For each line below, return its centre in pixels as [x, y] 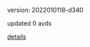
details [17, 37]
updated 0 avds [29, 23]
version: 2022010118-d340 [45, 10]
